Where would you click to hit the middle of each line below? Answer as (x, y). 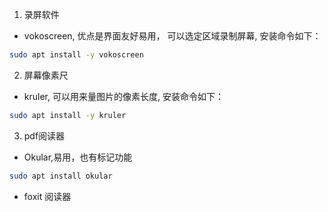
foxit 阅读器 (47, 196)
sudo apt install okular (61, 176)
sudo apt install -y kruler (68, 115)
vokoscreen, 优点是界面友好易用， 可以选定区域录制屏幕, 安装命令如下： (172, 36)
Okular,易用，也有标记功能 (78, 157)
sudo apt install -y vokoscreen (76, 55)
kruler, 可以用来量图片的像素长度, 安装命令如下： (123, 96)
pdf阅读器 (44, 135)
